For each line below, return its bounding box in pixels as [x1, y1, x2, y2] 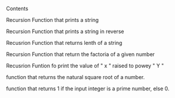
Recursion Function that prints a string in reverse [6, 28, 124, 35]
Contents [6, 5, 28, 12]
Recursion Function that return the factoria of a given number [6, 51, 155, 58]
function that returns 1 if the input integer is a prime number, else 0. [6, 85, 170, 92]
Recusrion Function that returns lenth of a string [6, 40, 123, 46]
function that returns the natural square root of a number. [6, 74, 145, 80]
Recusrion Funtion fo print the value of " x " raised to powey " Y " [6, 62, 164, 69]
